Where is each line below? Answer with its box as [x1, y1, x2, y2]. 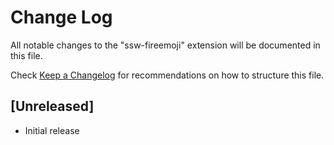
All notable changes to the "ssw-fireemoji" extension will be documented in [10, 39, 321, 51]
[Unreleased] [10, 98, 95, 115]
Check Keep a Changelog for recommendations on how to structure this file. [10, 69, 325, 81]
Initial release [24, 124, 80, 136]
